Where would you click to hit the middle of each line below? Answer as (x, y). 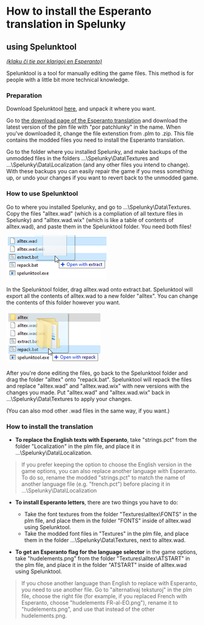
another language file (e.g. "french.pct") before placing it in (96, 484)
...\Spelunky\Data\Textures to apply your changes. (69, 399)
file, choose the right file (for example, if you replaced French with (104, 596)
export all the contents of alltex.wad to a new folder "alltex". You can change (102, 296)
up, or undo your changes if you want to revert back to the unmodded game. (102, 178)
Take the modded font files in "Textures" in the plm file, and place (106, 533)
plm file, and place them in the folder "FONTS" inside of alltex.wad (107, 521)
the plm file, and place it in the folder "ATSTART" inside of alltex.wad (101, 565)
